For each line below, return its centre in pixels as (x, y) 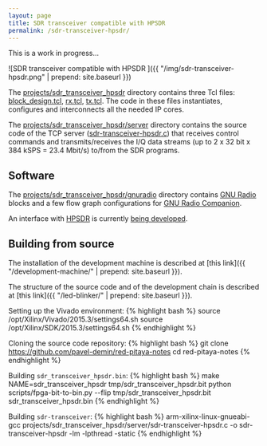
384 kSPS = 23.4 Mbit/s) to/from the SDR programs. (94, 150)
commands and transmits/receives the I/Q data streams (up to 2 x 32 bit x (130, 142)
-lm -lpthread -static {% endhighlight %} (135, 433)
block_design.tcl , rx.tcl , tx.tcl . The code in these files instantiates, (116, 101)
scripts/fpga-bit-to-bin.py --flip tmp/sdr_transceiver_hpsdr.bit (110, 393)
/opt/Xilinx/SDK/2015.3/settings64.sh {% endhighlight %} (102, 328)
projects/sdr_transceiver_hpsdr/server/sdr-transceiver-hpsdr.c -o (130, 425)
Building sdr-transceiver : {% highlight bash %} (86, 416)
